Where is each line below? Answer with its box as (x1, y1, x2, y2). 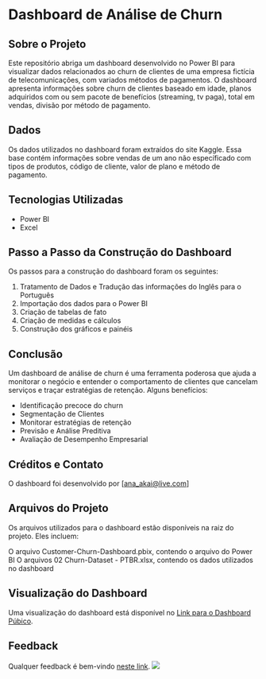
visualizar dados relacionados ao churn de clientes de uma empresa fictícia (8, 67, 256, 76)
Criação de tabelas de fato (19, 308, 107, 317)
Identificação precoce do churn (19, 401, 123, 410)
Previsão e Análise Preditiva (19, 426, 111, 436)
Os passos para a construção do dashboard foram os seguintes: (8, 266, 218, 276)
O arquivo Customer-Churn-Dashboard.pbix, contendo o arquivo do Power (8, 546, 253, 556)
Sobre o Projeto (8, 37, 87, 51)
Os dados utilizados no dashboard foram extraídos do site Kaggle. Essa (8, 145, 242, 154)
